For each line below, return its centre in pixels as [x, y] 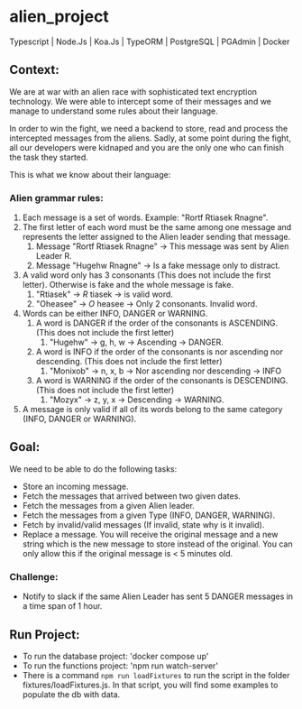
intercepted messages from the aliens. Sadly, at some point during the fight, [150, 138]
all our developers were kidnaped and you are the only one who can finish [146, 147]
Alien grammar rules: [56, 198]
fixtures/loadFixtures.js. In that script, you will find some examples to [150, 685]
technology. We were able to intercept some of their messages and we [141, 101]
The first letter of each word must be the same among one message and [157, 227]
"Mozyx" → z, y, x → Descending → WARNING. [137, 400]
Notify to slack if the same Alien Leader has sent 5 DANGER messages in [158, 596]
